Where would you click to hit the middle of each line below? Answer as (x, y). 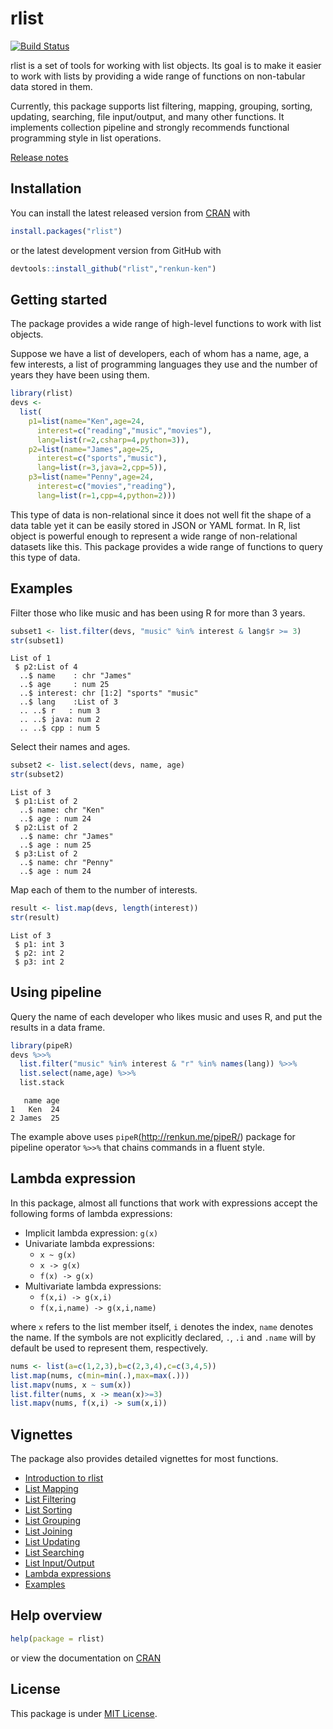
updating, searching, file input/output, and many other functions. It (147, 116)
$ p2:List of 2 (46, 828)
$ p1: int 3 (39, 944)
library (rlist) (42, 393)
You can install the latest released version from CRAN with (130, 213)
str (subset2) (37, 775)
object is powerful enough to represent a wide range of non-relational (154, 536)
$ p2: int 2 (39, 953)
